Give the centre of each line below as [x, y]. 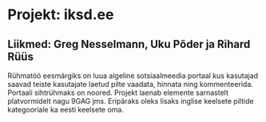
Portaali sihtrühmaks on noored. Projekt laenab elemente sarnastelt [118, 92]
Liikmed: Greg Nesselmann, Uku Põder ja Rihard [129, 44]
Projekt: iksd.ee [61, 15]
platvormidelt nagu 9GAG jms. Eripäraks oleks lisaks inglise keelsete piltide [131, 101]
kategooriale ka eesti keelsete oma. [66, 110]
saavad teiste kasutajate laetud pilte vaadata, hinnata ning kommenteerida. [130, 84]
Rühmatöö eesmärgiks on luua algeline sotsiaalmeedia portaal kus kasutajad [133, 76]
